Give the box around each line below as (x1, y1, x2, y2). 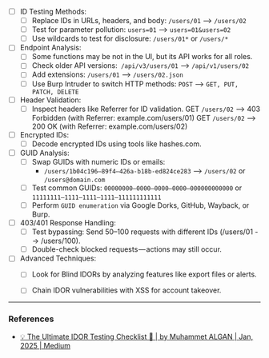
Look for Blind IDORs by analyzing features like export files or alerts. (31, 269, 258, 279)
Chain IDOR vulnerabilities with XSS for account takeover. (31, 285, 222, 295)
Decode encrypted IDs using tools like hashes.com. (31, 139, 202, 149)
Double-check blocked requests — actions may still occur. (31, 245, 223, 254)
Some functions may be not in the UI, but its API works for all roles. (31, 52, 253, 62)
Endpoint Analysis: (19, 43, 82, 53)
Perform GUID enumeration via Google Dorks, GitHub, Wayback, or (31, 201, 250, 210)
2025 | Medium (19, 340, 70, 350)
